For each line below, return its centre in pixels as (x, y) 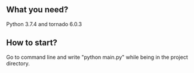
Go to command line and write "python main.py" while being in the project (97, 57)
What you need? (37, 10)
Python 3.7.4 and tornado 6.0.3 (44, 24)
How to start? (32, 43)
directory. (18, 63)
